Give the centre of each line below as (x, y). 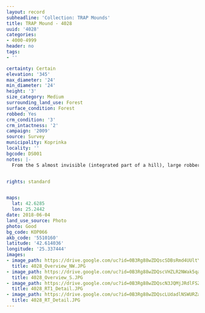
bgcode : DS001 (24, 153)
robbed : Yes (21, 114)
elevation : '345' (28, 74)
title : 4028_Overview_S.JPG (48, 278)
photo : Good (21, 226)
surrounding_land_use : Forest (45, 103)
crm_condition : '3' (31, 120)
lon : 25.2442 (28, 209)
